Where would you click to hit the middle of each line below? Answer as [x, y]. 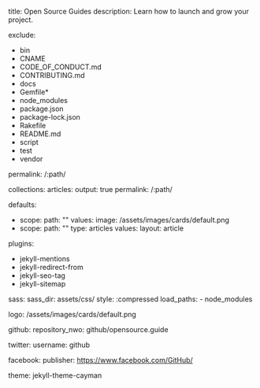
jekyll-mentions [45, 259]
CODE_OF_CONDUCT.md [61, 67]
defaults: [22, 205]
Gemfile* [34, 92]
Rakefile [33, 126]
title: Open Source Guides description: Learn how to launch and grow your [129, 11]
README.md [40, 134]
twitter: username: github [49, 345]
